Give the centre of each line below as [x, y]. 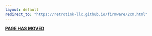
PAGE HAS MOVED [25, 28]
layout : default [22, 10]
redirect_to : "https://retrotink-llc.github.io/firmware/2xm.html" [76, 14]
